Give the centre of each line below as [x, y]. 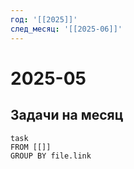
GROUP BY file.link [51, 156]
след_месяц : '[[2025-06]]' [66, 29]
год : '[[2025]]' [44, 19]
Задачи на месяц [67, 115]
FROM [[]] [31, 147]
